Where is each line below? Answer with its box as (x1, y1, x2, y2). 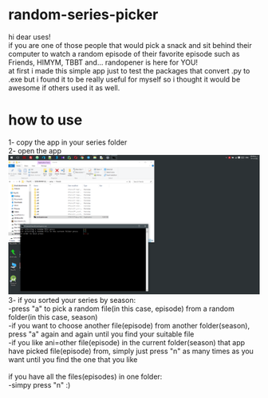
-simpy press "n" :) (8, 380, 71, 389)
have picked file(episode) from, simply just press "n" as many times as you (8, 346, 254, 356)
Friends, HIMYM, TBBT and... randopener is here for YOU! (8, 58, 198, 67)
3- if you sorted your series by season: (8, 295, 136, 304)
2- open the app (8, 145, 62, 155)
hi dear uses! (8, 32, 51, 42)
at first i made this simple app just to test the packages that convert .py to (8, 66, 250, 75)
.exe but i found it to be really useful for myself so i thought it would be (8, 74, 241, 84)
